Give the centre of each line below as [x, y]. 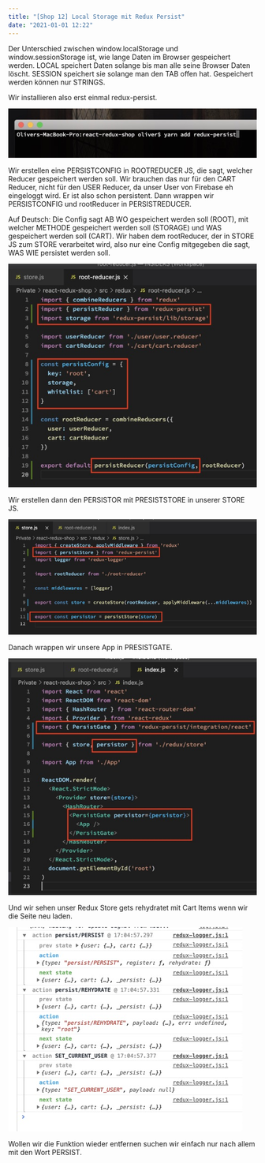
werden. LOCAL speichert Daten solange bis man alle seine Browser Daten [129, 65]
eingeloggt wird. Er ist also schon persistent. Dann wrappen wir [111, 196]
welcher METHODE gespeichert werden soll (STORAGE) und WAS [115, 228]
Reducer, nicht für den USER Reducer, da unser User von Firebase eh [121, 187]
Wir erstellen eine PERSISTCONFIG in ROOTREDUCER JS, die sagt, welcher [131, 170]
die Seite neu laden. [41, 916]
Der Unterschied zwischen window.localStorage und [93, 48]
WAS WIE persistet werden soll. [59, 253]
